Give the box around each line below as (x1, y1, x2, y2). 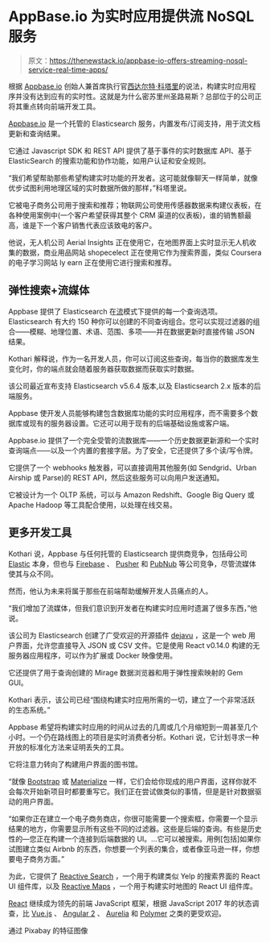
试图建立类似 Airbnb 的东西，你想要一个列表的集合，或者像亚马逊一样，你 (8, 844, 253, 854)
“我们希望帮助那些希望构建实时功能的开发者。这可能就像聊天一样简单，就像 (8, 172, 259, 182)
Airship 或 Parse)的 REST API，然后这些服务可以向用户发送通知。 (8, 472, 224, 482)
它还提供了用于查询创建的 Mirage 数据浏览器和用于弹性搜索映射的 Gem (8, 667, 243, 677)
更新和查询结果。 (8, 128, 65, 138)
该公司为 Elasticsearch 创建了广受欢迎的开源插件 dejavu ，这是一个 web (8, 630, 247, 640)
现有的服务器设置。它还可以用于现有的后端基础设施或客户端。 (29, 418, 234, 428)
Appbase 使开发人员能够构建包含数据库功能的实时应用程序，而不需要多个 (8, 408, 252, 417)
